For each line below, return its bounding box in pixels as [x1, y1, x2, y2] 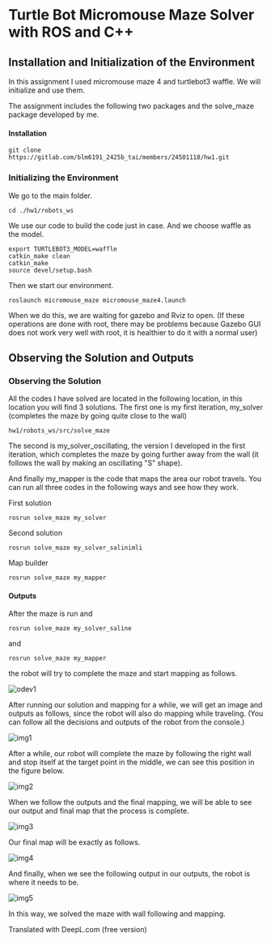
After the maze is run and [8, 609, 93, 618]
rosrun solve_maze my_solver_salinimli [8, 544, 143, 553]
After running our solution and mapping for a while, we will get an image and [8, 700, 263, 710]
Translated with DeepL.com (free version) [8, 925, 147, 935]
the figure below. [8, 766, 65, 776]
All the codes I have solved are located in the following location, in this [8, 394, 243, 403]
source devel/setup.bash [8, 266, 92, 274]
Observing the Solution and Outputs [8, 351, 194, 364]
